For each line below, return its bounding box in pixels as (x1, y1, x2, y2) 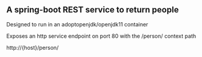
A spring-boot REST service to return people (6, 5, 179, 15)
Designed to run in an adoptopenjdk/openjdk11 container (6, 20, 148, 28)
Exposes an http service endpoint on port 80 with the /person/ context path (6, 32, 197, 40)
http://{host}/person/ (6, 44, 59, 51)
